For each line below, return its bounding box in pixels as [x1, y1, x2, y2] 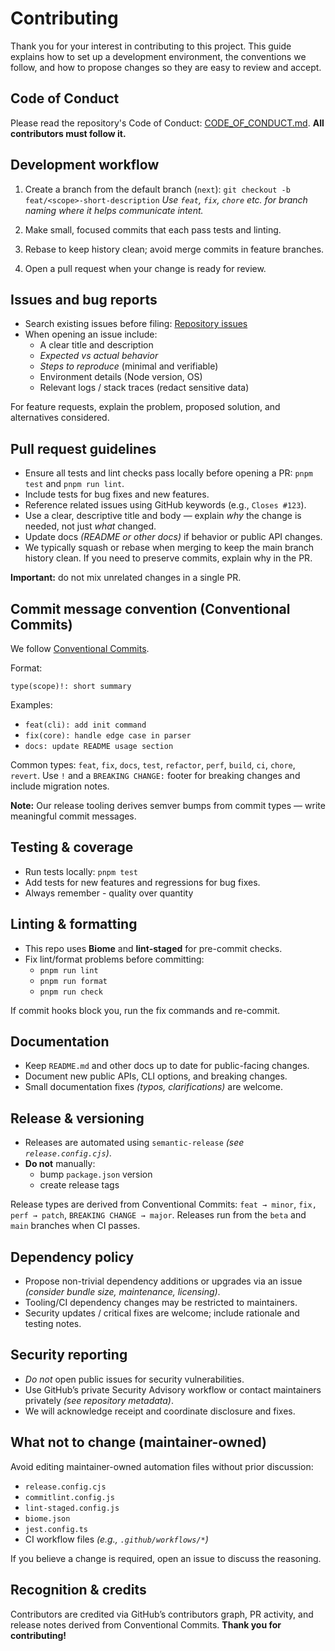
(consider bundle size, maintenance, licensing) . [24, 1286, 221, 1298]
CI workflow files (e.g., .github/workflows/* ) [24, 1533, 209, 1545]
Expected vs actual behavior [39, 350, 159, 362]
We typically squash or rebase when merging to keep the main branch [24, 542, 315, 554]
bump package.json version [39, 1168, 153, 1181]
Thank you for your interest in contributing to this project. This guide [10, 40, 292, 52]
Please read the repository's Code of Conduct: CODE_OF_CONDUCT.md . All [10, 117, 325, 129]
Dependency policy [10, 1248, 135, 1266]
